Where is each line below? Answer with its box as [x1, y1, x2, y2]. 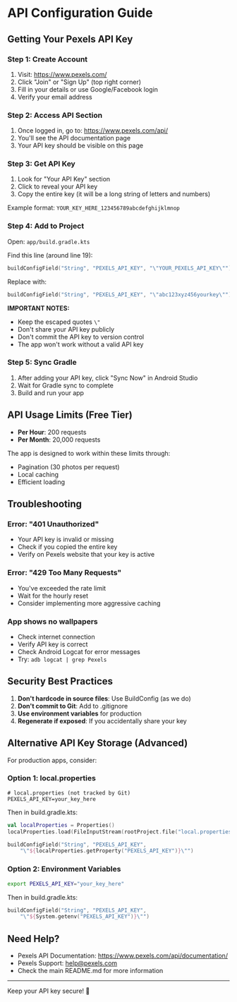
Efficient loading [17, 478, 66, 486]
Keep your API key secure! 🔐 [7, 986, 90, 996]
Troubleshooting [7, 498, 83, 510]
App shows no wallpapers [7, 616, 98, 626]
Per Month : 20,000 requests [17, 435, 101, 444]
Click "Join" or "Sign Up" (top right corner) [17, 78, 142, 86]
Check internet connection [17, 632, 95, 641]
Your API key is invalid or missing [17, 535, 114, 544]
